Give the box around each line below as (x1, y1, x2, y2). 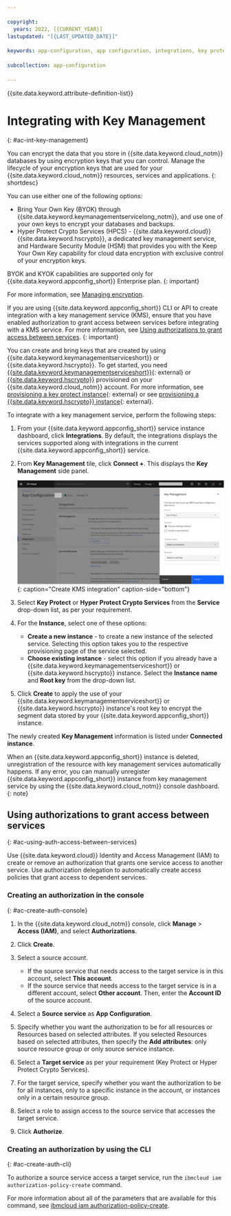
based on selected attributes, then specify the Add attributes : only (16, 1037, 208, 1045)
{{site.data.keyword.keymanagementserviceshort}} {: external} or (7, 368, 191, 376)
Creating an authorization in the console (7, 890, 144, 900)
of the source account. (27, 996, 92, 1004)
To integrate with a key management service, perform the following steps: (7, 410, 217, 419)
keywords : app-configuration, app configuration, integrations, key (7, 47, 208, 54)
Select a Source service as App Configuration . (16, 1009, 153, 1018)
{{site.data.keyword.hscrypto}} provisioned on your (7, 375, 153, 383)
